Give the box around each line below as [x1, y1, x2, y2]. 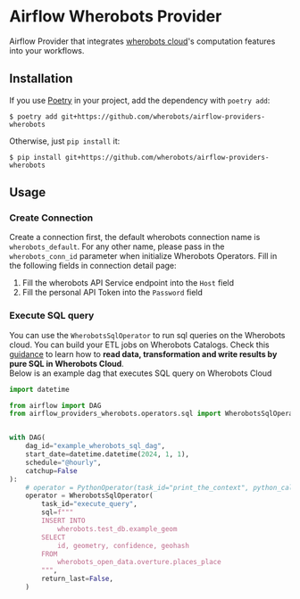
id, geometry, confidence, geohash [56, 541, 190, 550]
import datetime [9, 385, 70, 394]
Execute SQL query [9, 310, 95, 322]
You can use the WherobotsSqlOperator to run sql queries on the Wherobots [9, 329, 286, 340]
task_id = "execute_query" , [41, 500, 138, 509]
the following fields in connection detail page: [9, 261, 177, 271]
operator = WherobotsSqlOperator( [25, 491, 154, 501]
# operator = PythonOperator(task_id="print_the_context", [25, 483, 250, 492]
